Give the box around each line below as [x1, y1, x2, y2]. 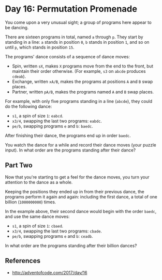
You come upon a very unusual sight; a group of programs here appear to [5, 19, 152, 25]
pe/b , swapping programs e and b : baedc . [12, 123, 93, 129]
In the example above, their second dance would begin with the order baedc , [5, 208, 157, 214]
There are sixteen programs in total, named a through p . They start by [5, 34, 144, 40]
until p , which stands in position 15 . [5, 44, 74, 50]
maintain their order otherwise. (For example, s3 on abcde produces [12, 68, 146, 74]
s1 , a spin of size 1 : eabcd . [12, 113, 64, 118]
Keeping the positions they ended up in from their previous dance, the [5, 188, 145, 195]
